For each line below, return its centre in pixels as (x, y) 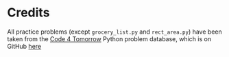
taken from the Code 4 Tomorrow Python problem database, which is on (109, 38)
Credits (28, 13)
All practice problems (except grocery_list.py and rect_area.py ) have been (114, 32)
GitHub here (24, 46)
